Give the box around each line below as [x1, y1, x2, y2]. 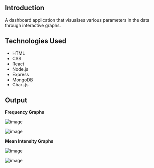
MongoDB [12, 77, 33, 83]
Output [5, 96, 27, 105]
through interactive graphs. [5, 22, 61, 28]
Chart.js [12, 82, 29, 87]
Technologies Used [5, 37, 66, 45]
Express [12, 71, 29, 77]
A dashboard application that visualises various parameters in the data [5, 17, 150, 23]
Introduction [5, 4, 45, 12]
